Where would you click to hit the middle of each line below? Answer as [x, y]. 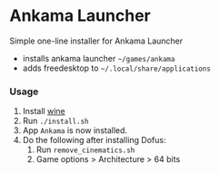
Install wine [44, 111]
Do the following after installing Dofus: [94, 140]
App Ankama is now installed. [75, 130]
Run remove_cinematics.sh [85, 149]
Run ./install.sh [55, 121]
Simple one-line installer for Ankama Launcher [96, 41]
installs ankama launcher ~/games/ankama [99, 58]
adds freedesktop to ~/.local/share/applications [116, 68]
